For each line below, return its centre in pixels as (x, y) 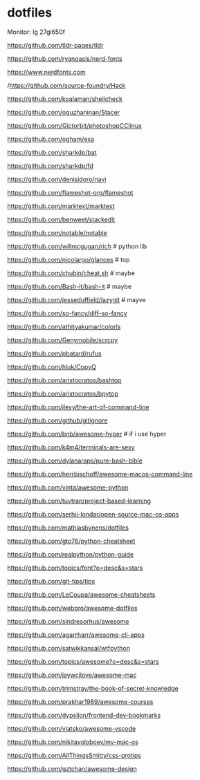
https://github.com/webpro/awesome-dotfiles (72, 608)
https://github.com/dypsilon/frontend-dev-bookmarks (84, 715)
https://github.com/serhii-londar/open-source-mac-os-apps (93, 514)
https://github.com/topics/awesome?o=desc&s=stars (83, 661)
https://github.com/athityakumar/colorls (64, 326)
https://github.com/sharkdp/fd (50, 166)
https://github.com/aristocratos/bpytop (63, 393)
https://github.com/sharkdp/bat (52, 152)
